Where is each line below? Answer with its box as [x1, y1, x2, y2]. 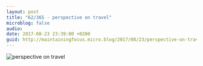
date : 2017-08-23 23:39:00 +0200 [6, 31, 91, 37]
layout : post [6, 8, 39, 15]
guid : [6, 37, 20, 43]
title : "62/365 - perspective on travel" [6, 14, 112, 20]
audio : [6, 25, 23, 32]
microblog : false [6, 20, 50, 26]
